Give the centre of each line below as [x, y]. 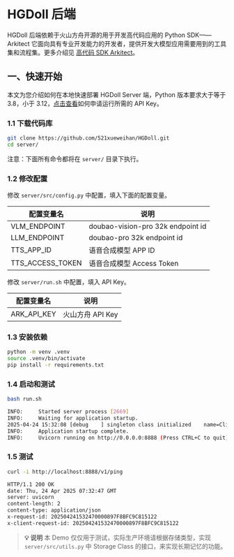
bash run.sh [24, 399]
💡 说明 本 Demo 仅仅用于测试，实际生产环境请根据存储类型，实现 [117, 537]
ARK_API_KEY [33, 314]
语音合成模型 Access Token [134, 264]
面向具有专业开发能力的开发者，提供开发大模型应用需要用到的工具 [132, 43]
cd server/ [23, 144]
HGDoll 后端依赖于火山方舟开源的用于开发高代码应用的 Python [96, 35]
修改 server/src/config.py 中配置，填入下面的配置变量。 [89, 195]
